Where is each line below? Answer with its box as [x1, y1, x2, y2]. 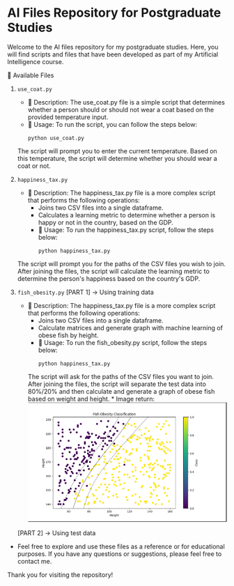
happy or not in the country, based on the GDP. [38, 218, 174, 226]
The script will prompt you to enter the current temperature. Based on [17, 146, 217, 155]
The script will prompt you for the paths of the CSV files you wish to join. [17, 259, 226, 268]
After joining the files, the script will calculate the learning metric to [17, 267, 210, 275]
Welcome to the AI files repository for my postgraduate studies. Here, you [7, 43, 219, 51]
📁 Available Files [7, 71, 54, 79]
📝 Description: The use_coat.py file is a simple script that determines [27, 98, 225, 106]
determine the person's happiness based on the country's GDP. [17, 274, 201, 283]
